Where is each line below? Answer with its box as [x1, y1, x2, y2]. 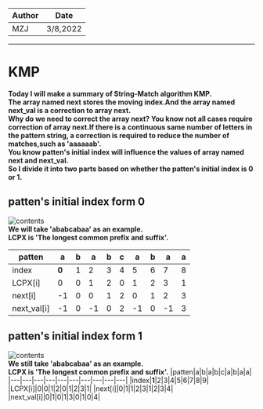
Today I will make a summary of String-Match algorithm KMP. [8, 89, 212, 98]
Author [12, 10, 39, 20]
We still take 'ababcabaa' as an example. [8, 359, 144, 368]
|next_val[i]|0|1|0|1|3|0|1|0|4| [8, 392, 100, 401]
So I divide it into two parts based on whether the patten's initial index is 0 [8, 164, 254, 173]
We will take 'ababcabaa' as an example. [8, 224, 143, 234]
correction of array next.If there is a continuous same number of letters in [8, 122, 253, 132]
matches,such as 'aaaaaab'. [8, 139, 102, 148]
